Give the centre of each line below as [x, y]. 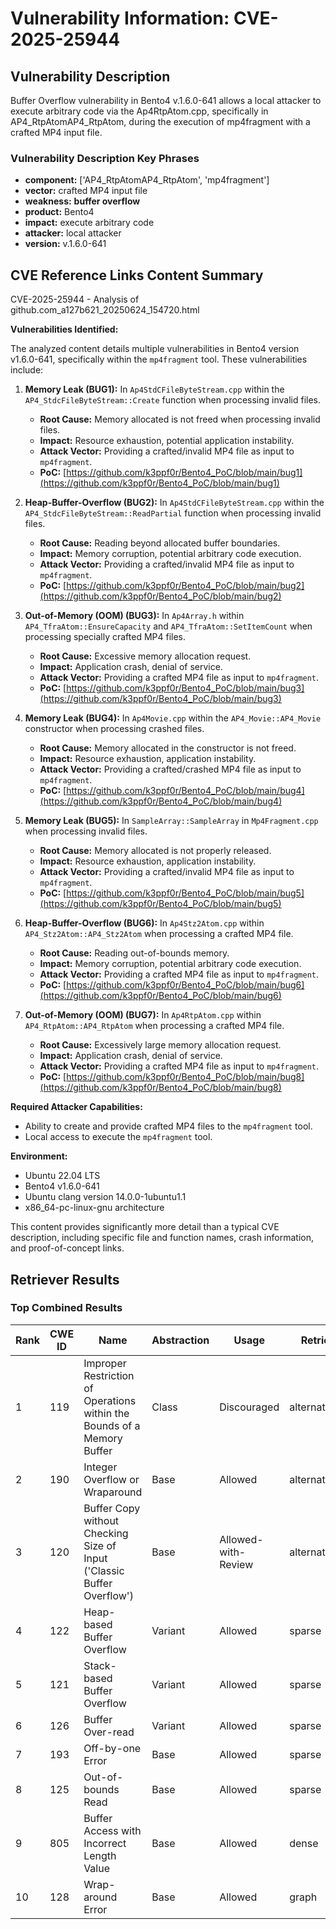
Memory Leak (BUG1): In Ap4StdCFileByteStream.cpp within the [154, 389]
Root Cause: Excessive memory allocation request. [145, 656]
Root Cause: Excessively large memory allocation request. [160, 1045]
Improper [105, 1363]
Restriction [109, 1375]
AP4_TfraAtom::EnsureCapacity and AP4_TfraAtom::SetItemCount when [168, 626]
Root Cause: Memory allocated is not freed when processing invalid [180, 419]
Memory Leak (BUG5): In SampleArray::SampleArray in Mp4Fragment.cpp [171, 821]
